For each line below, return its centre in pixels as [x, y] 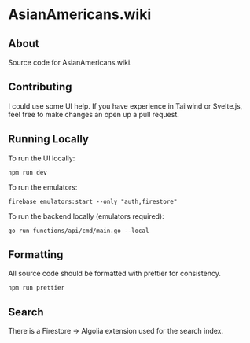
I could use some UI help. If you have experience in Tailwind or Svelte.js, [125, 106]
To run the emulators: [43, 187]
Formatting [36, 254]
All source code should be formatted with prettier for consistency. [115, 274]
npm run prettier [37, 288]
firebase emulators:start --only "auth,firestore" [93, 201]
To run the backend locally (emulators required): [86, 216]
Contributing [40, 87]
